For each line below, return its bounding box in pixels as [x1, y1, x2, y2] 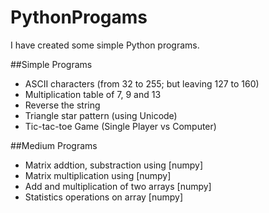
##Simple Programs [10, 58, 93, 70]
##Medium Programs [10, 139, 98, 151]
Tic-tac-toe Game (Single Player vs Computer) [24, 120, 217, 132]
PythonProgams [10, 6, 148, 29]
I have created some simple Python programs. [10, 39, 200, 51]
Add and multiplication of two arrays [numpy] [24, 180, 212, 192]
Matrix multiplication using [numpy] [24, 169, 172, 181]
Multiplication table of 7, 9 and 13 [24, 88, 162, 100]
